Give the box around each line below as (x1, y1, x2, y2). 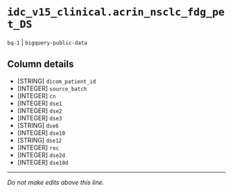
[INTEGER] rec (17, 143, 60, 152)
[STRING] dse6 (17, 121, 59, 129)
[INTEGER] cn (17, 91, 56, 99)
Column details (7, 58, 74, 70)
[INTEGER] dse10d (17, 158, 69, 166)
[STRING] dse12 (17, 136, 62, 144)
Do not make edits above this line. (7, 178, 105, 186)
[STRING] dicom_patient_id (17, 77, 96, 85)
